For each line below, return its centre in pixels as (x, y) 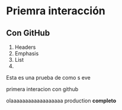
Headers (25, 47)
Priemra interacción (56, 11)
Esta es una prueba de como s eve (48, 78)
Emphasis (27, 54)
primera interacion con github (42, 89)
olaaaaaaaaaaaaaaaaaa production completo (61, 100)
